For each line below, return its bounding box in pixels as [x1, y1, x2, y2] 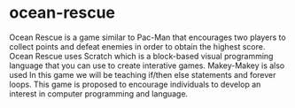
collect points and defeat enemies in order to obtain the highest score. [9, 41, 266, 51]
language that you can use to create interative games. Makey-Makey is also [9, 60, 285, 71]
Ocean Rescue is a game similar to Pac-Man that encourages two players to [9, 32, 286, 42]
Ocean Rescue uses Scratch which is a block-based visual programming [9, 50, 274, 61]
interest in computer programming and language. [9, 88, 189, 99]
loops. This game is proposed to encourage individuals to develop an [9, 79, 261, 89]
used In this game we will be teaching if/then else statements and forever [9, 69, 276, 80]
